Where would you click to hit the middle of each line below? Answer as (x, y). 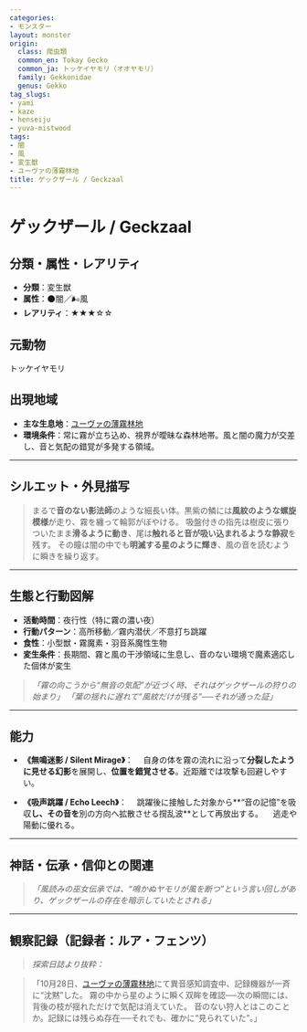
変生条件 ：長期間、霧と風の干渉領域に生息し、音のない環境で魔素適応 (155, 654)
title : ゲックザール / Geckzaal (67, 179)
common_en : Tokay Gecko (63, 60)
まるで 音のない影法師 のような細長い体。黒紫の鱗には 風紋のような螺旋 (164, 510)
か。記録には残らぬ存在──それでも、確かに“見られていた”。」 (147, 1017)
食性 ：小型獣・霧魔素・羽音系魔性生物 (95, 642)
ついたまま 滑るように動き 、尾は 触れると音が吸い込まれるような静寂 (160, 533)
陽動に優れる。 (51, 825)
